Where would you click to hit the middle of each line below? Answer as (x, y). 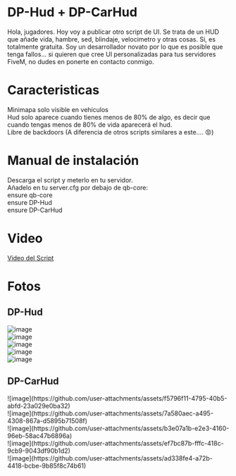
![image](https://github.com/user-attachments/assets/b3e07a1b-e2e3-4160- (118, 428)
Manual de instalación (73, 161)
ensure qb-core (30, 195)
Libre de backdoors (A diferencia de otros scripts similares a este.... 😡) (111, 132)
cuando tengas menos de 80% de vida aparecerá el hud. (90, 125)
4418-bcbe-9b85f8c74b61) (47, 465)
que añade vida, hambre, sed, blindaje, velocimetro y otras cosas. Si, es (112, 39)
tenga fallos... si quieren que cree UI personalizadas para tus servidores (112, 54)
